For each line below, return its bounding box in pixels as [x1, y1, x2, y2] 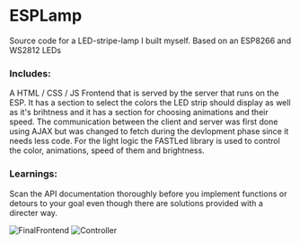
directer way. [9, 207, 58, 218]
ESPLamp [9, 5, 83, 26]
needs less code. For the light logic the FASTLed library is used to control [9, 136, 280, 147]
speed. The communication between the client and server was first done [9, 116, 278, 127]
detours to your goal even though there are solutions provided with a [9, 197, 263, 208]
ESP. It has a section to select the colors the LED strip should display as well [9, 97, 291, 108]
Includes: [9, 67, 51, 79]
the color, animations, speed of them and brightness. [9, 145, 205, 156]
